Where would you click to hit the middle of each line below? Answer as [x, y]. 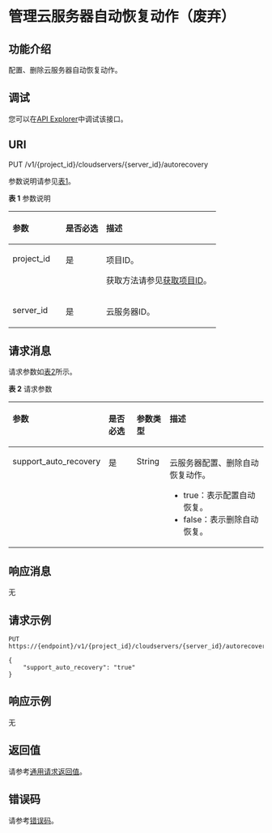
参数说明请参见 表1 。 [42, 181]
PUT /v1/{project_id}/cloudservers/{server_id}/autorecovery [108, 164]
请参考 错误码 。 [33, 820]
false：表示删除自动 [221, 520]
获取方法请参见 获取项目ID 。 [159, 280]
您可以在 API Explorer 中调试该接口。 [68, 119]
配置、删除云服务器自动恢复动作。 [65, 70]
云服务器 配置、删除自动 [214, 463]
